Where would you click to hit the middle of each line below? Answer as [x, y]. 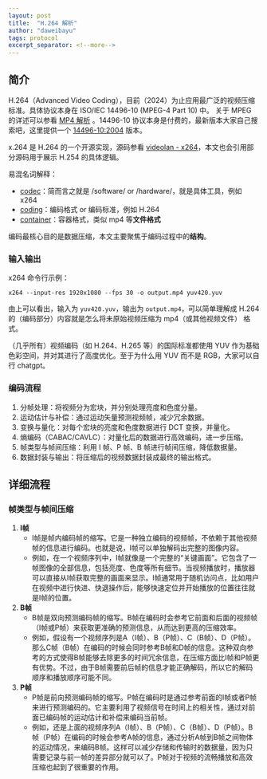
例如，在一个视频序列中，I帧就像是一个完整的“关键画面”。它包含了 [140, 558]
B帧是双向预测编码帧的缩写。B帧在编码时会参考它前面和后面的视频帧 [144, 618]
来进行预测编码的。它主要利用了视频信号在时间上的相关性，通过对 [140, 707]
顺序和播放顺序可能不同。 [74, 678]
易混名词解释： [33, 174]
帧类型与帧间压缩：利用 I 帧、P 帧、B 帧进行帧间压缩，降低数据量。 [130, 447]
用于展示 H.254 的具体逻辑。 [76, 157]
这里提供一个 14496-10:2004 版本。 [88, 130]
